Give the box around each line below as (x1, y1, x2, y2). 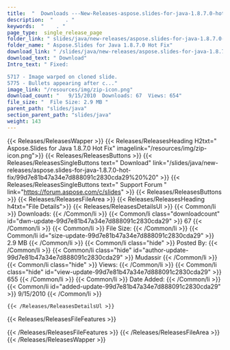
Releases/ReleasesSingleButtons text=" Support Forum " (7, 180, 167, 188)
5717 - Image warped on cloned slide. (7, 73, 118, 80)
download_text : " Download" (7, 55, 88, 62)
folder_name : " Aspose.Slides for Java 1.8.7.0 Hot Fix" (7, 42, 173, 49)
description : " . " (7, 16, 75, 23)
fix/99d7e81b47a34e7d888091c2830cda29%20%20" (7, 173, 159, 182)
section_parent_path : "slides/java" (7, 112, 112, 118)
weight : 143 (7, 118, 41, 125)
